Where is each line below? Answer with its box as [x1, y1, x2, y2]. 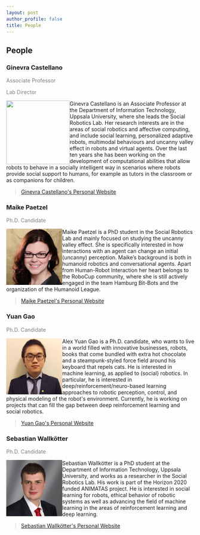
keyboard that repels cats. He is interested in [62, 363, 173, 370]
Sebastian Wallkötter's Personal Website [20, 522, 121, 529]
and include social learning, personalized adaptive [69, 132, 193, 139]
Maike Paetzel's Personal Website [20, 297, 104, 305]
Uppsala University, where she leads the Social [69, 113, 186, 120]
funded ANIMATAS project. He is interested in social [62, 485, 190, 492]
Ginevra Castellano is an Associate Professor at [69, 100, 186, 107]
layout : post [6, 10, 39, 16]
